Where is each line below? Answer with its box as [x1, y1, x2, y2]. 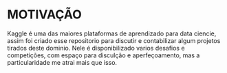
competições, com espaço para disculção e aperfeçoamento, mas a [7, 51, 200, 59]
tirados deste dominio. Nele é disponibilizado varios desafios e [7, 44, 185, 52]
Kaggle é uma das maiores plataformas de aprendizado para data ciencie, [7, 29, 217, 38]
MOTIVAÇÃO [7, 7, 82, 23]
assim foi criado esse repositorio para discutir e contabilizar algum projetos [7, 36, 221, 44]
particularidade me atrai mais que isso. [7, 58, 118, 66]
